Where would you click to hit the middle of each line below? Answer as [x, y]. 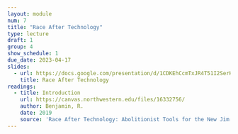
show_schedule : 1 [33, 54]
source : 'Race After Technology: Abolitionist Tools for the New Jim [125, 119]
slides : [19, 67]
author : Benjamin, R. [52, 106]
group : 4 [20, 47]
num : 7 [17, 21]
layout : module [30, 14]
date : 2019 [36, 113]
